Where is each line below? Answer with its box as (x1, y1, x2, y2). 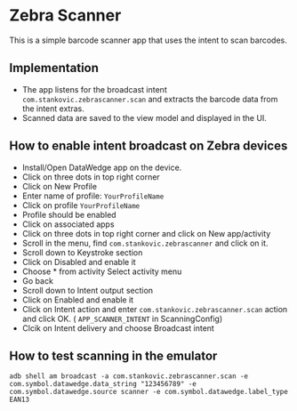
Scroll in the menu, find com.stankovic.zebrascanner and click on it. (21, 238, 269, 248)
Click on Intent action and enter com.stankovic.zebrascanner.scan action (21, 303, 288, 314)
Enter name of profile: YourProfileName (21, 190, 165, 201)
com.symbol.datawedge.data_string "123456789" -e (9, 380, 197, 389)
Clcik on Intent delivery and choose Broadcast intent (21, 322, 215, 334)
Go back (21, 275, 53, 286)
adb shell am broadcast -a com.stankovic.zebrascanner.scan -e (9, 372, 249, 381)
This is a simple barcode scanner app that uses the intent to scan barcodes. (9, 35, 287, 45)
